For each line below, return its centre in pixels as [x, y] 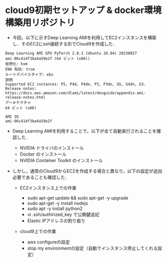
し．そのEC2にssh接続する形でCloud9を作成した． [65, 43]
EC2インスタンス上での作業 [48, 187]
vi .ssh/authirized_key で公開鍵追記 [63, 214]
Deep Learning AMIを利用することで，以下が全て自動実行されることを [84, 131]
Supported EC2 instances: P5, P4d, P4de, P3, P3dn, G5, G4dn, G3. [76, 84]
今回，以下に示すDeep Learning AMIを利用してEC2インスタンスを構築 [84, 37]
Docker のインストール [43, 154]
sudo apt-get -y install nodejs [58, 203]
